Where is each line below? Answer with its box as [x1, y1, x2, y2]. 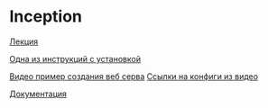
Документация [9, 88, 68, 99]
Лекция [9, 36, 39, 47]
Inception [9, 6, 83, 27]
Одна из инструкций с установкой [9, 53, 142, 64]
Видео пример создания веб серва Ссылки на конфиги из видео [9, 70, 259, 82]
